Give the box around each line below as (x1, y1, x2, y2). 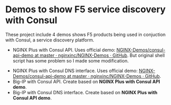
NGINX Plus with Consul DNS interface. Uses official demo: (12, 68, 138, 74)
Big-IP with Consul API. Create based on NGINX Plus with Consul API (12, 78, 160, 85)
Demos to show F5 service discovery (5, 4, 166, 15)
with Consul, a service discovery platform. (5, 37, 95, 43)
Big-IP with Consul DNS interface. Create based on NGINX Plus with (12, 89, 158, 95)
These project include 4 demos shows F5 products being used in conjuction (5, 31, 166, 37)
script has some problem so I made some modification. (12, 57, 129, 64)
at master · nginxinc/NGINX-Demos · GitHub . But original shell (34, 52, 165, 58)
